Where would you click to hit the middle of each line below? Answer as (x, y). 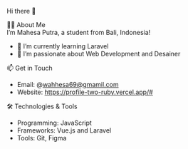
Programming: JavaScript (54, 123)
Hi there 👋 (21, 11)
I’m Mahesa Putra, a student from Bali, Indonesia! (79, 32)
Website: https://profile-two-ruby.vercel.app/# (85, 92)
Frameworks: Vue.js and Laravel (64, 130)
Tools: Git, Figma (42, 138)
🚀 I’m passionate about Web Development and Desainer (99, 54)
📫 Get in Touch (30, 68)
